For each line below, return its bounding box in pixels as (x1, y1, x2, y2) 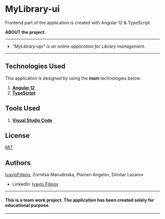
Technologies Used (5, 62, 65, 71)
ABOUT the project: (5, 29, 46, 35)
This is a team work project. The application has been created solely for (5, 197, 154, 203)
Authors (5, 159, 31, 167)
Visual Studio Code (12, 117, 53, 123)
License (5, 131, 30, 139)
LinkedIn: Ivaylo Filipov (12, 181, 59, 187)
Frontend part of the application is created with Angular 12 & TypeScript (5, 20, 150, 26)
